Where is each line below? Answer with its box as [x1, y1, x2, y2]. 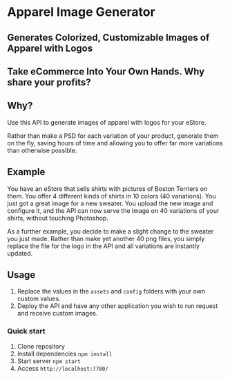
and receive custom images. [17, 309, 98, 318]
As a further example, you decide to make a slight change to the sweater [7, 227, 214, 235]
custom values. [17, 294, 61, 303]
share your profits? [7, 76, 91, 88]
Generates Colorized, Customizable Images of [7, 32, 210, 43]
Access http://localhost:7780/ [17, 364, 108, 372]
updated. [7, 249, 33, 257]
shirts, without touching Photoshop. [7, 214, 108, 222]
